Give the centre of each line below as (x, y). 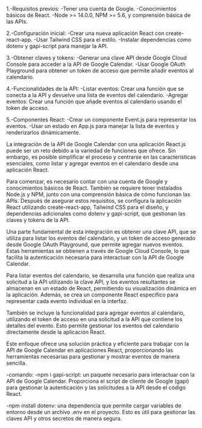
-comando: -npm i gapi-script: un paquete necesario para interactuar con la (100, 375)
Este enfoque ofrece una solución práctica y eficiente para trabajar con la (98, 344)
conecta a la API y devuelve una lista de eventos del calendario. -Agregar (97, 95)
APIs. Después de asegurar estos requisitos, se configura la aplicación (94, 201)
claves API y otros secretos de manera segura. (64, 418)
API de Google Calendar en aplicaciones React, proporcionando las (90, 350)
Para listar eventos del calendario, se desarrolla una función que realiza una (100, 275)
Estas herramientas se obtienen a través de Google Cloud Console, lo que (98, 251)
